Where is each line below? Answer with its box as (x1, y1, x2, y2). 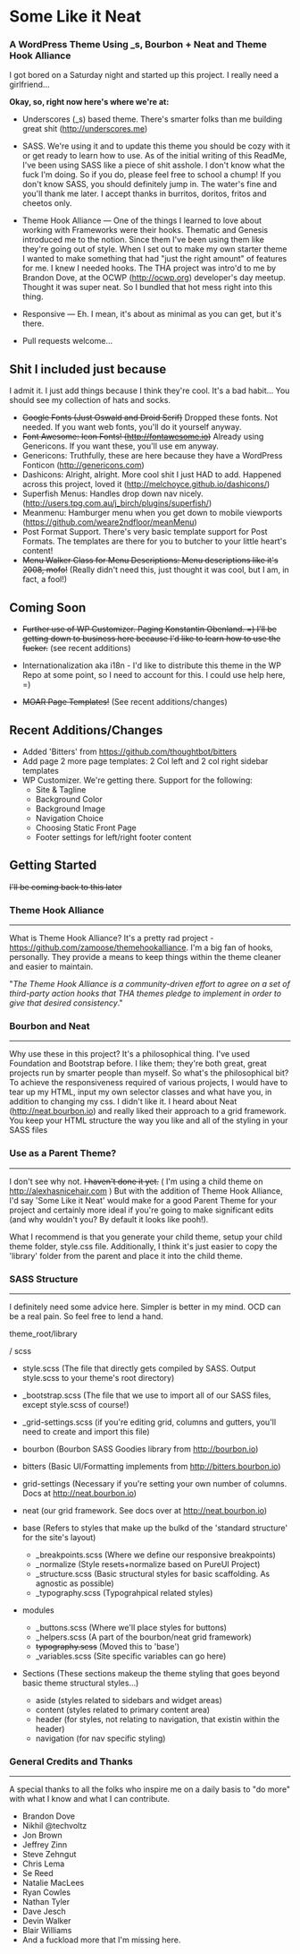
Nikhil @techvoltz (21, 1821, 87, 1831)
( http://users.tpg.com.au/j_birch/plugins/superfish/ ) (21, 498, 212, 509)
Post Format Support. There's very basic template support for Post (21, 527, 268, 537)
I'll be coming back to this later (9, 881, 122, 892)
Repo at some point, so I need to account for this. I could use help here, (21, 670, 286, 681)
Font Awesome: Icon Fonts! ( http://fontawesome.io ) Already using (21, 432, 264, 442)
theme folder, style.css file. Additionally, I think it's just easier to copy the (9, 1240, 278, 1251)
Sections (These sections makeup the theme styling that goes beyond (21, 1667, 280, 1678)
